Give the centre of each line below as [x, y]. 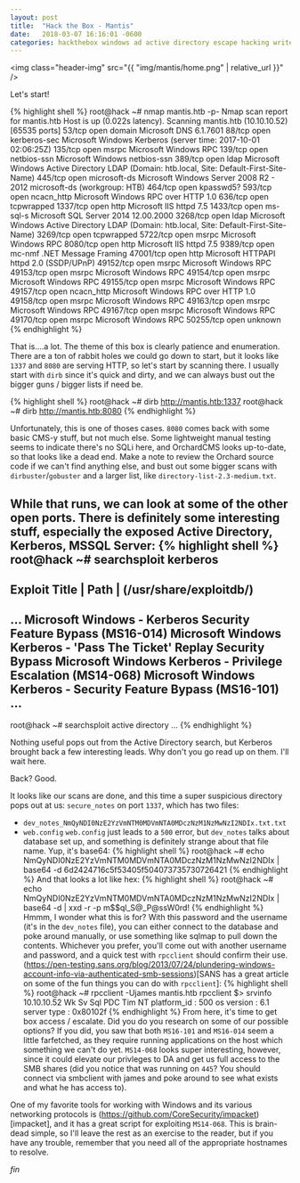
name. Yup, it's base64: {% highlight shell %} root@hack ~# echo [144, 851]
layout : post [34, 17]
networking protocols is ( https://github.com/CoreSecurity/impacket [134, 1114]
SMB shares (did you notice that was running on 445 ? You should [142, 1068]
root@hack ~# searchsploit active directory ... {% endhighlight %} [131, 725]
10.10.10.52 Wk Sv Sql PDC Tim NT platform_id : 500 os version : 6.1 [146, 1002]
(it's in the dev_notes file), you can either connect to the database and [150, 926]
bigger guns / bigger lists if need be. [77, 385]
